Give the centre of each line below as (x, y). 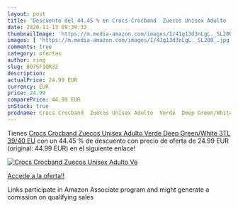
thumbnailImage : (31, 34)
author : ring (27, 60)
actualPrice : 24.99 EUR (42, 80)
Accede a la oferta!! (36, 175)
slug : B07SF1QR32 (33, 67)
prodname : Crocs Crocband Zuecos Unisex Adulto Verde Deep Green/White (120, 113)
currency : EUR (28, 87)
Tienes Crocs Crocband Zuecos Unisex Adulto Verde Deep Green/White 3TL (119, 133)
